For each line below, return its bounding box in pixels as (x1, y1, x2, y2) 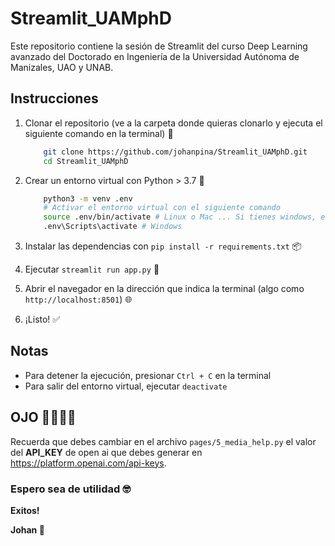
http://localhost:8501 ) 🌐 (24, 293, 133, 305)
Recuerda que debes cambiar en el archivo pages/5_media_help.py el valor (10, 435, 317, 447)
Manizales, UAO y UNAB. (10, 61, 114, 73)
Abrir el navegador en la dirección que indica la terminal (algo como (24, 283, 305, 294)
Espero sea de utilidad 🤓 (10, 482, 132, 496)
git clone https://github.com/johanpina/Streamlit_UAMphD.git (43, 147, 308, 157)
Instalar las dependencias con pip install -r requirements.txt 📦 (24, 240, 302, 252)
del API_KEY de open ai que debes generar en (10, 446, 203, 458)
